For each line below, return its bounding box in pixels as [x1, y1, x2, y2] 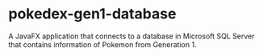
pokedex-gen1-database [8, 5, 177, 23]
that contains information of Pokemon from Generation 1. [8, 39, 197, 49]
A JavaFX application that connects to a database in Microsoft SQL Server [8, 31, 255, 41]
